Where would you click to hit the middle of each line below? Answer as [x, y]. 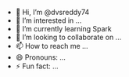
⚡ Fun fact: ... [37, 66]
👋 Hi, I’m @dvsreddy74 [52, 12]
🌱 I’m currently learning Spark [63, 29]
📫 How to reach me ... [52, 46]
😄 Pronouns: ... [41, 57]
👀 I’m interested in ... [48, 20]
